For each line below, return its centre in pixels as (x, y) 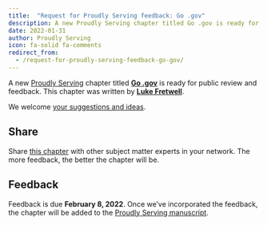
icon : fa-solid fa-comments (55, 45)
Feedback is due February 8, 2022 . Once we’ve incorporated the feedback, (133, 203)
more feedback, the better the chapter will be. (84, 160)
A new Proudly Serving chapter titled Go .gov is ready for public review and (133, 83)
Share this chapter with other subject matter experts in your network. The (129, 151)
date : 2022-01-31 (37, 30)
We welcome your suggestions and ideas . (77, 107)
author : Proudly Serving (50, 38)
